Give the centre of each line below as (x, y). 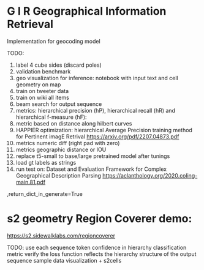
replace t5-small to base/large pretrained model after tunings (93, 156)
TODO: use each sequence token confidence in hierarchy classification (97, 247)
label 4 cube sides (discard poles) (59, 65)
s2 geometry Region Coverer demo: (100, 219)
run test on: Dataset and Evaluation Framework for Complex (91, 169)
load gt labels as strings (46, 162)
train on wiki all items (42, 97)
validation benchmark (43, 71)
